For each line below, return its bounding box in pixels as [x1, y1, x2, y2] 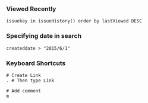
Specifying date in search [6, 32, 82, 40]
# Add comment [6, 88, 42, 94]
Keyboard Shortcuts [6, 59, 66, 67]
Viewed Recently [6, 5, 56, 13]
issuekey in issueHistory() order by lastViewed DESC [6, 18, 143, 24]
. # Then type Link [6, 78, 55, 83]
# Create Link [6, 72, 42, 78]
